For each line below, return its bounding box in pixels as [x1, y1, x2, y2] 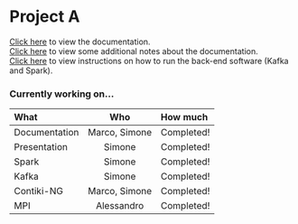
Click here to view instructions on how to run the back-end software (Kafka [9, 55, 289, 66]
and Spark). [9, 65, 53, 76]
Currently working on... [9, 88, 115, 100]
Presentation [14, 141, 68, 154]
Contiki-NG [14, 185, 63, 198]
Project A [9, 6, 80, 27]
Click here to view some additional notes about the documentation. [9, 45, 259, 56]
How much [161, 111, 209, 124]
